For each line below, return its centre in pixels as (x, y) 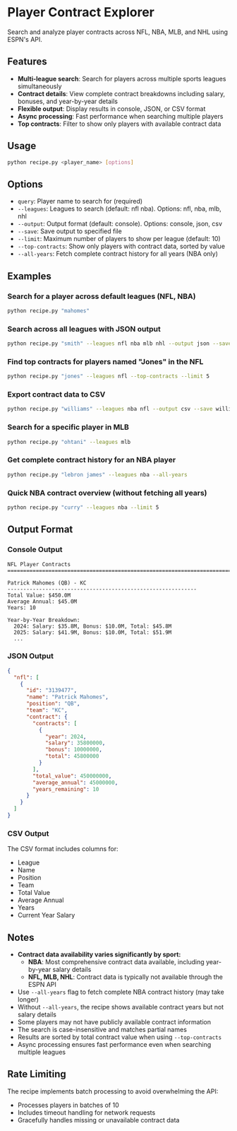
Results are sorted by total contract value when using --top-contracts (120, 1037)
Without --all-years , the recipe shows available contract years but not (121, 1007)
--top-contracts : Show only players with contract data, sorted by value (121, 246)
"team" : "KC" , (47, 710)
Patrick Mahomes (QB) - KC (47, 583)
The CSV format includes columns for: (63, 849)
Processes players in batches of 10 (68, 1105)
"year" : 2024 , (66, 737)
